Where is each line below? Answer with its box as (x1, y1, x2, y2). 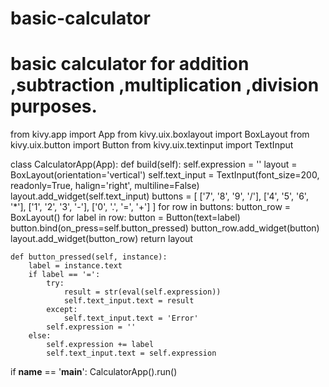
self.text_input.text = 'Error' (63, 313, 199, 324)
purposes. (10, 95, 98, 118)
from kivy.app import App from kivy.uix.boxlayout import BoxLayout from (10, 128, 310, 141)
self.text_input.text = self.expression (46, 348, 217, 359)
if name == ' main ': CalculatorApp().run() (10, 366, 178, 378)
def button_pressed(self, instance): (10, 252, 168, 262)
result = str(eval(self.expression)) (63, 287, 222, 297)
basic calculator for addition (10, 53, 250, 76)
